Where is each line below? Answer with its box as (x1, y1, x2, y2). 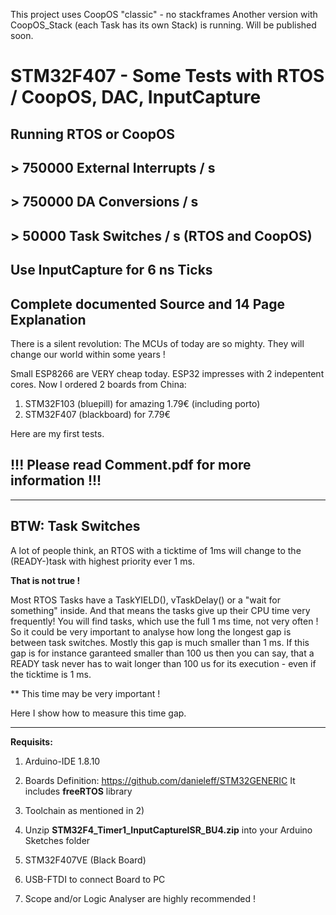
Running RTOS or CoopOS (10, 125, 175, 143)
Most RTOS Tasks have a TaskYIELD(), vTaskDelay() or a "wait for (10, 594, 281, 606)
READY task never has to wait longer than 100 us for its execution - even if (10, 657, 317, 669)
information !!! (10, 472, 102, 489)
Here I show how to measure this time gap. (10, 707, 187, 719)
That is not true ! (10, 574, 81, 586)
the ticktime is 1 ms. (10, 668, 92, 680)
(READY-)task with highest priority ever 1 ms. (10, 555, 195, 567)
